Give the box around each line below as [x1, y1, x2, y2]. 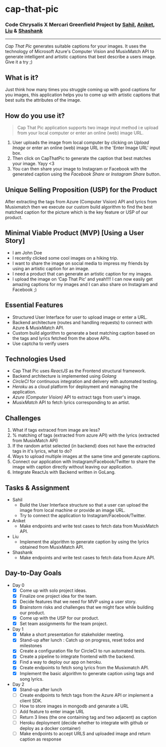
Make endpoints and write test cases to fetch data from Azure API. [19, 554, 156, 561]
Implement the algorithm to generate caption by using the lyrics [19, 539, 149, 545]
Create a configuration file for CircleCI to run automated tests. [19, 648, 146, 654]
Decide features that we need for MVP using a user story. [19, 598, 137, 604]
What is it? [5, 73, 39, 82]
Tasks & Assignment [5, 483, 70, 492]
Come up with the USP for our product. [19, 615, 99, 621]
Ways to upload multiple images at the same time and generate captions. [12, 454, 161, 460]
